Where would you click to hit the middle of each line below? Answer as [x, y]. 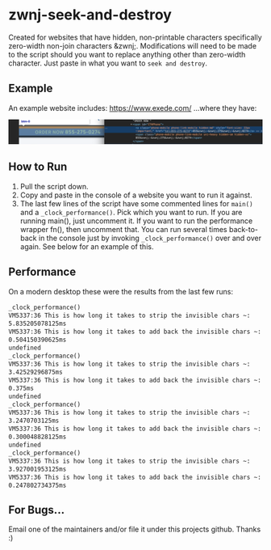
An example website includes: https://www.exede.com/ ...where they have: [133, 108]
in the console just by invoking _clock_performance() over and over [150, 238]
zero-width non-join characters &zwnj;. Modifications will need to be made [132, 45]
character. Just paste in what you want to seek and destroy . [108, 63]
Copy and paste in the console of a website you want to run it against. [136, 195]
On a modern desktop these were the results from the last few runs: [121, 291]
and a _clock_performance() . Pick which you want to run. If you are [131, 212]
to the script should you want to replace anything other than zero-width [127, 54]
